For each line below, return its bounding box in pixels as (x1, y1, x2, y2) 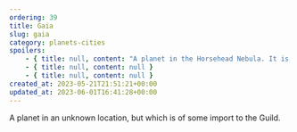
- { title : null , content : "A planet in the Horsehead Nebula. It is (25, 54, 290, 63)
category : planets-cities (9, 37, 105, 47)
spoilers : (9, 46, 46, 55)
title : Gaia (9, 21, 54, 30)
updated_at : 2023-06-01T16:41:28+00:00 (9, 87, 158, 96)
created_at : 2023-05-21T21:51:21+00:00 (9, 79, 158, 88)
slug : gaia (9, 29, 50, 38)
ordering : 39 (9, 12, 58, 22)
